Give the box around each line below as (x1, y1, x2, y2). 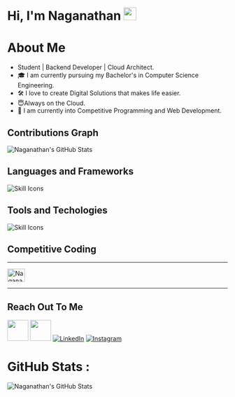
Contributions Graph (7, 127, 99, 139)
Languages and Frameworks (7, 165, 134, 178)
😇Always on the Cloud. (17, 99, 86, 108)
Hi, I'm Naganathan (7, 8, 121, 24)
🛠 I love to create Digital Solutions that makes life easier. (17, 89, 181, 97)
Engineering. (17, 81, 55, 90)
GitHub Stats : (7, 359, 90, 375)
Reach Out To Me (7, 301, 84, 313)
